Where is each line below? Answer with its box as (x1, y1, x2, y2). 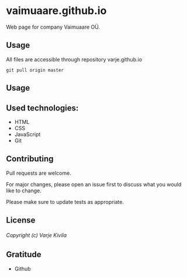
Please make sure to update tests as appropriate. (6, 198, 124, 205)
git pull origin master (6, 67, 64, 73)
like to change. (6, 187, 42, 194)
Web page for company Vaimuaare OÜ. (6, 23, 101, 30)
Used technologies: (6, 103, 79, 113)
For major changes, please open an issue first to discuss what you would (6, 181, 182, 188)
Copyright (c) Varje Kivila (6, 231, 67, 238)
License (6, 215, 36, 226)
